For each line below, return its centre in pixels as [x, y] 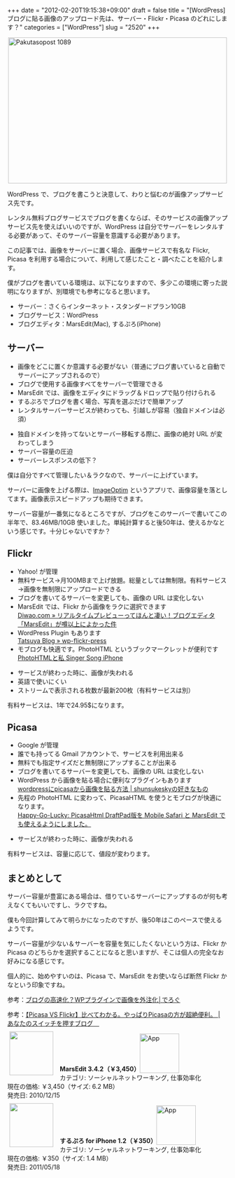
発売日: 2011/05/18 [34, 1167]
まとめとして [35, 878]
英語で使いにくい [42, 681]
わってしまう [36, 442]
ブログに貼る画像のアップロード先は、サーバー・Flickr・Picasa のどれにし [114, 18]
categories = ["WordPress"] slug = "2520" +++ [92, 27]
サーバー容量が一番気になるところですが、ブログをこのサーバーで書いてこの [117, 513]
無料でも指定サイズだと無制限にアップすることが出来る [97, 763]
